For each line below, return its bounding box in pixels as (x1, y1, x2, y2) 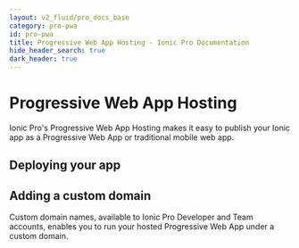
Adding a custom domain (9, 188, 152, 203)
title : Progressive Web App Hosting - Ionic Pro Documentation (9, 37, 250, 47)
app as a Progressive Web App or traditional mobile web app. (9, 131, 235, 143)
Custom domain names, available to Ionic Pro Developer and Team (9, 211, 253, 223)
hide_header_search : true (9, 46, 105, 55)
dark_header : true (9, 54, 78, 63)
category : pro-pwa (9, 21, 78, 30)
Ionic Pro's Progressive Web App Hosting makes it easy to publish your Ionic (9, 122, 291, 133)
